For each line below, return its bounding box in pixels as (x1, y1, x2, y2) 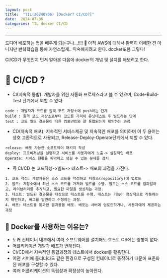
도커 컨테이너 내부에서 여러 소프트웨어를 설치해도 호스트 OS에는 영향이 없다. (12, 237, 160, 242)
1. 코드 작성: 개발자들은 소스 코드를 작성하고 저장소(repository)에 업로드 (5, 176, 142, 181)
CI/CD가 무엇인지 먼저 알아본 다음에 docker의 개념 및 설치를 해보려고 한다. (5, 57, 150, 63)
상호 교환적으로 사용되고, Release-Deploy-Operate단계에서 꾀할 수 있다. (12, 135, 154, 140)
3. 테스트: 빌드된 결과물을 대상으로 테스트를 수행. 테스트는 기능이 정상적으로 (5, 192, 143, 197)
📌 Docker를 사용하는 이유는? (5, 222, 89, 231)
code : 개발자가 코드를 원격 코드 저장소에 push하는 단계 (5, 109, 108, 114)
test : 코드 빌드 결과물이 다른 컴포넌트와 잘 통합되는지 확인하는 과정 (5, 119, 131, 124)
